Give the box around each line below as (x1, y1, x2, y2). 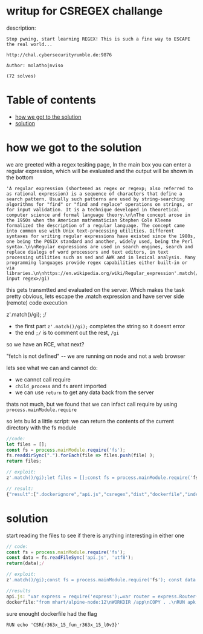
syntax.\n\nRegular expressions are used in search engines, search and (6, 243, 193, 249)
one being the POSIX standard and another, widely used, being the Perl (6, 238, 193, 245)
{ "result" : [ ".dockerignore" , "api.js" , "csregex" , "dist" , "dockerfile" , (6, 491, 185, 497)
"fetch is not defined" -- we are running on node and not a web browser (6, 352, 185, 360)
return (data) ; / (6, 560, 45, 567)
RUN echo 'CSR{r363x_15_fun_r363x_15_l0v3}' (6, 622, 120, 628)
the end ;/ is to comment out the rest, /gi (14, 329, 120, 336)
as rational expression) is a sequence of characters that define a (6, 191, 182, 197)
